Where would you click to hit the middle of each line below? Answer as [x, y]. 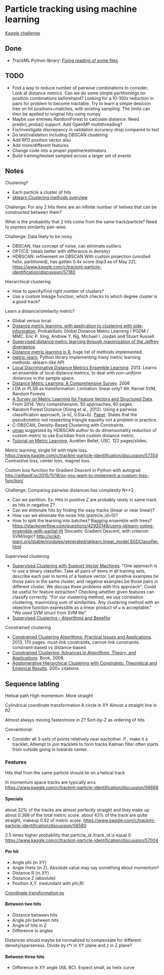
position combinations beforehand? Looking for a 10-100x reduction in [83, 98]
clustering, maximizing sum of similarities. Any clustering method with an [86, 602]
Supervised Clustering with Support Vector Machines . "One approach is [85, 566]
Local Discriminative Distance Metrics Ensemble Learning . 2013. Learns [84, 368]
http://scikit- [49, 536]
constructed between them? [34, 212]
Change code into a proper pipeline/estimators [59, 150]
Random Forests [29, 394]
